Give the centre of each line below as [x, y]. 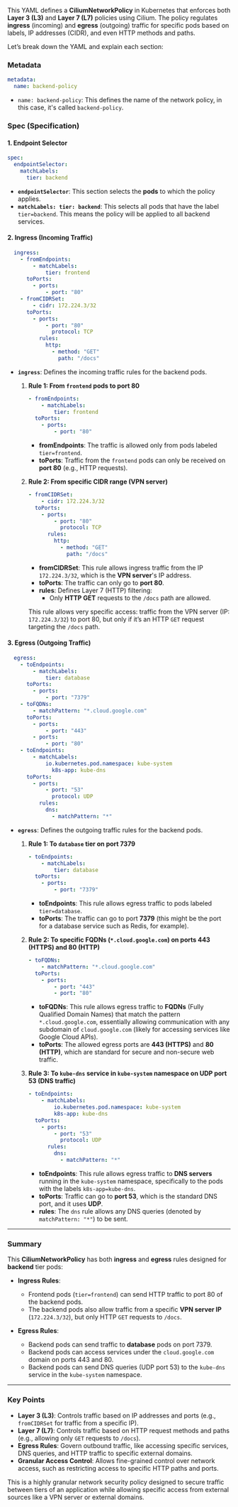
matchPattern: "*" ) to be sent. [84, 1219]
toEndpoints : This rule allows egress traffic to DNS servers [125, 1173]
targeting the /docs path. [64, 626]
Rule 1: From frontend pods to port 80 [84, 386]
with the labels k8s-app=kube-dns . [87, 1188]
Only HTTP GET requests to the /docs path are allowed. [130, 598]
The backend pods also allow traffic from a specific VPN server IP [125, 1310]
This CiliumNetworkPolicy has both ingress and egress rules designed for [117, 1259]
